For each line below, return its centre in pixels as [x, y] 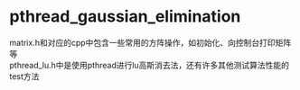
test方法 [24, 76]
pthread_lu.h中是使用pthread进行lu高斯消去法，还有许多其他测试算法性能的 [149, 65]
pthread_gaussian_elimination [125, 17]
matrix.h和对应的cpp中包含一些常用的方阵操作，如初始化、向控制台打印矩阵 [150, 42]
